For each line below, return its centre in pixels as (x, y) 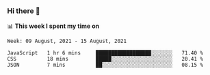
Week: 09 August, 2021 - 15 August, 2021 (67, 41)
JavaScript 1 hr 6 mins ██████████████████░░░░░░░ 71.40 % (105, 53)
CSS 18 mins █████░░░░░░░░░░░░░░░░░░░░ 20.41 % (105, 59)
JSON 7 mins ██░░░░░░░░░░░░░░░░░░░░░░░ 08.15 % (105, 65)
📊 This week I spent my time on (53, 26)
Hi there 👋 (24, 11)
